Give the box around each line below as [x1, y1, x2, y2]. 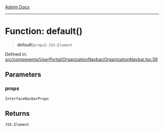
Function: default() [5, 26, 83, 37]
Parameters [5, 71, 41, 79]
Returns [5, 110, 30, 118]
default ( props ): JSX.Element [17, 41, 73, 48]
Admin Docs [5, 4, 30, 10]
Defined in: [5, 51, 27, 57]
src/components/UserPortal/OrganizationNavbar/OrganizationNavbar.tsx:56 [5, 56, 158, 62]
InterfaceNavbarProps [5, 96, 49, 101]
